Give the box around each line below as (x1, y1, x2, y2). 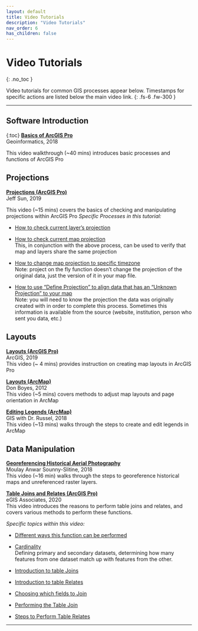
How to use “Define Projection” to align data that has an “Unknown (14, 283, 177, 290)
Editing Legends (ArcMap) (6, 408, 72, 415)
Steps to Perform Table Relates (14, 613, 90, 620)
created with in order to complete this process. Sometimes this (14, 302, 167, 309)
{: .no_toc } (6, 76, 33, 83)
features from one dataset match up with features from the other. (14, 556, 173, 563)
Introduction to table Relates (14, 578, 84, 586)
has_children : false (6, 31, 57, 37)
